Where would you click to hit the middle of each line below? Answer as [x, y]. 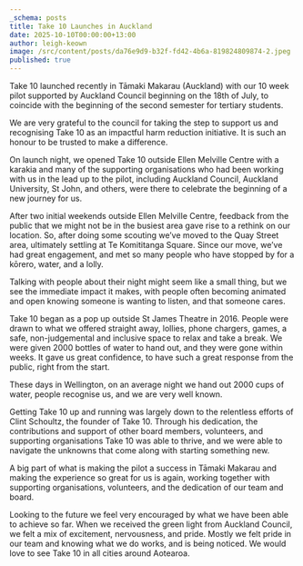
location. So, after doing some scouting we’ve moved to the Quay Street [144, 235]
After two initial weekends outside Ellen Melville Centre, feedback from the [149, 216]
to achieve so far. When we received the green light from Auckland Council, [151, 524]
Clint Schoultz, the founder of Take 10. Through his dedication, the [134, 422]
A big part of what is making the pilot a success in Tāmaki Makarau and [143, 468]
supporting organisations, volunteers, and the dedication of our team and [146, 487]
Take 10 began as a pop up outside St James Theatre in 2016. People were [149, 318]
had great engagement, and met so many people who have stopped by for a [152, 254]
